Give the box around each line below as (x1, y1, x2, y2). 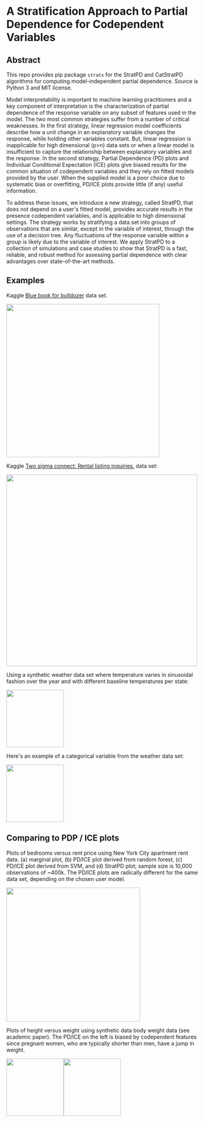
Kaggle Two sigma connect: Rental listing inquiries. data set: (6, 462, 158, 470)
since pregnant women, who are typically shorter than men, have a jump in (6, 1039, 194, 1047)
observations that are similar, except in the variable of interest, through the (6, 225, 194, 232)
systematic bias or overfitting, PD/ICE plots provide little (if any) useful (6, 181, 183, 188)
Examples (6, 275, 45, 286)
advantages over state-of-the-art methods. (6, 258, 115, 265)
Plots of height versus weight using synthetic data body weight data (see (6, 1026, 190, 1034)
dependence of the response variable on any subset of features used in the (6, 109, 197, 116)
